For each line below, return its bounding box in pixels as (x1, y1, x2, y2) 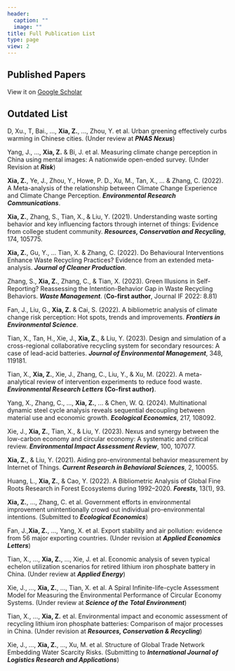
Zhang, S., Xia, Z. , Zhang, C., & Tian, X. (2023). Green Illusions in (7, 277, 195, 285)
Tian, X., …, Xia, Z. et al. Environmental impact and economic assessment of (7, 612, 228, 620)
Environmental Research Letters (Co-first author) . (7, 384, 156, 393)
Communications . (7, 198, 61, 207)
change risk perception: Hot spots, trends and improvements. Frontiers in (7, 313, 220, 321)
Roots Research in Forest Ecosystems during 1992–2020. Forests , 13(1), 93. (7, 484, 226, 493)
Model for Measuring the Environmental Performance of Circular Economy (7, 591, 222, 599)
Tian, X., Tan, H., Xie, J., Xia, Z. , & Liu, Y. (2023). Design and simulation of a (7, 334, 227, 342)
